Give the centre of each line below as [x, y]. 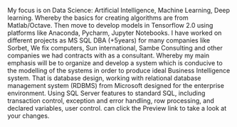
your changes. [28, 116]
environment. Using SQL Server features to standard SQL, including [106, 93]
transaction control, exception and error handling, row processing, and [111, 101]
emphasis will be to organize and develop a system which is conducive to [115, 63]
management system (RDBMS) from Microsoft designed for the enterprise [116, 85]
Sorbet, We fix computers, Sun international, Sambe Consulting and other [115, 48]
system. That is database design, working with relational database [104, 78]
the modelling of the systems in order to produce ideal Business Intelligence [119, 71]
